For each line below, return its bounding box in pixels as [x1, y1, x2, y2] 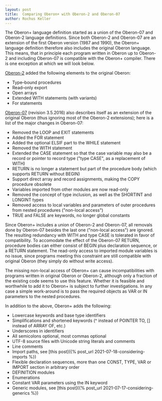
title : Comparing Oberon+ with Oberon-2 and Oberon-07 [5, 12, 120, 17]
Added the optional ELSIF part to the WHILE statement [12, 140, 121, 146]
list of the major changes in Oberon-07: [5, 120, 83, 126]
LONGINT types [12, 197, 44, 203]
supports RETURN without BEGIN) [12, 171, 80, 177]
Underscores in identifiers [12, 328, 65, 334]
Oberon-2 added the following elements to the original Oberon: [5, 70, 131, 76]
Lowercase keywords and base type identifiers [12, 313, 106, 319]
